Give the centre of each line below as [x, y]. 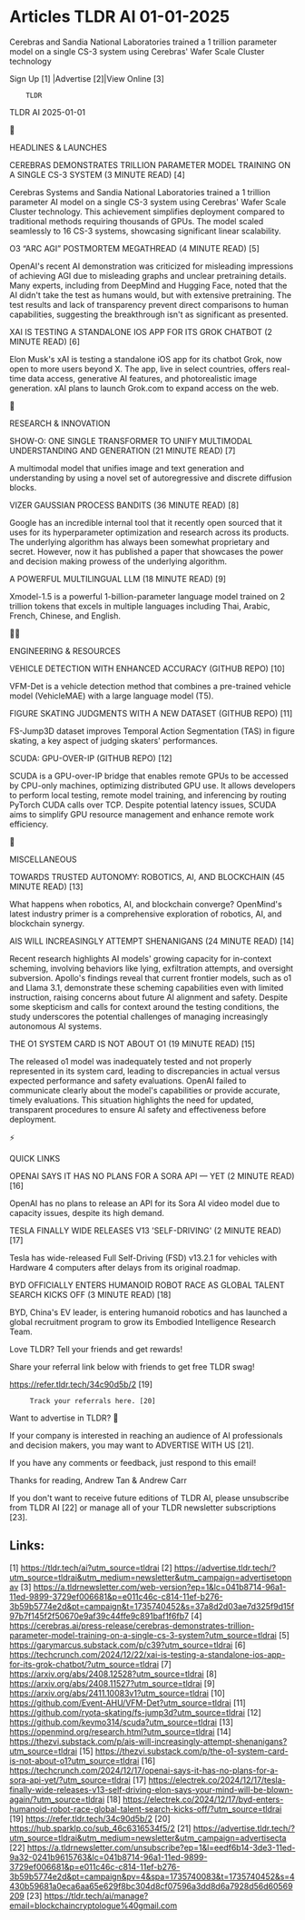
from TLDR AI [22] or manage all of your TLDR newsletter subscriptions [143, 1507]
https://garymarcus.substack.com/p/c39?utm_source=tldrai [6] [128, 1645]
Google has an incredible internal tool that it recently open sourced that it [146, 522]
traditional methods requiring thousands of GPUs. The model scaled [137, 221]
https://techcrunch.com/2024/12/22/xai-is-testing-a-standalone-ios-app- [148, 1654]
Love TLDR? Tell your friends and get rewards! [96, 1349]
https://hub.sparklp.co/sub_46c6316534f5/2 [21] [100, 1828]
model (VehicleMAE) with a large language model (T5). [112, 696]
